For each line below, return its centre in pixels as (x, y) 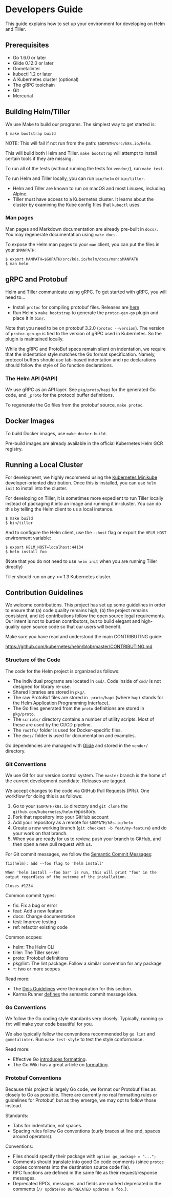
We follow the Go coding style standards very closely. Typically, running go (84, 1019)
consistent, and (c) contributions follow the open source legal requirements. (85, 616)
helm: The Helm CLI (34, 947)
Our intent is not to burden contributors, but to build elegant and (73, 621)
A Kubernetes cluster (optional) (46, 79)
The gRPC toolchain (34, 85)
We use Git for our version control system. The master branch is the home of (86, 775)
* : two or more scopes (36, 969)
